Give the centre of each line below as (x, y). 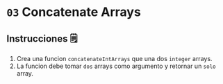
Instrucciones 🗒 (42, 39)
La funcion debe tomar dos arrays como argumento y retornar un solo (116, 66)
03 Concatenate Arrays (74, 12)
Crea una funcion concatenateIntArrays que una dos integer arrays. (114, 59)
